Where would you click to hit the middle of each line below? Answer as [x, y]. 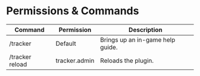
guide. [109, 47]
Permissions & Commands [73, 11]
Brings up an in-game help [138, 40]
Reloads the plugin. [127, 61]
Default [66, 43]
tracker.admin [75, 61]
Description [146, 30]
